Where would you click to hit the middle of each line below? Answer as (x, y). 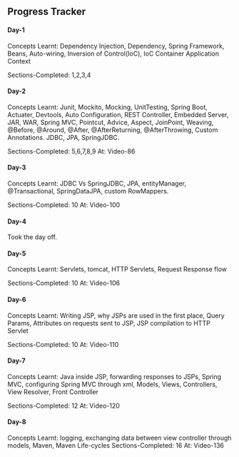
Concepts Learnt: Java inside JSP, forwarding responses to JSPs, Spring (115, 376)
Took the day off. (32, 237)
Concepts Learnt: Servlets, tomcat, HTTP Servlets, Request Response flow (117, 269)
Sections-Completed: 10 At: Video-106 (63, 283)
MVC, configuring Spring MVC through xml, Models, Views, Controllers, (112, 384)
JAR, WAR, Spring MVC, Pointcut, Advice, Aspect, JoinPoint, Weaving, (111, 122)
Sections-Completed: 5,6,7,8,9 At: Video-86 (71, 151)
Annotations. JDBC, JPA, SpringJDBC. (63, 137)
